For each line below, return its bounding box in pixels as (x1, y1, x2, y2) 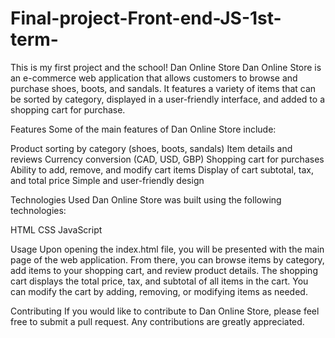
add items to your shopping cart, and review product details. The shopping (10, 264, 318, 276)
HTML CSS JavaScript (10, 223, 103, 236)
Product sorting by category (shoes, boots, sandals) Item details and (10, 142, 293, 154)
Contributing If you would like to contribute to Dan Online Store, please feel (10, 305, 320, 317)
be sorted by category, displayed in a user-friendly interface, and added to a (10, 93, 326, 105)
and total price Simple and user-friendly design (10, 174, 205, 186)
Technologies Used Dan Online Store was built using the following (10, 193, 282, 206)
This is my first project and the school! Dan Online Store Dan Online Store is (10, 61, 322, 73)
